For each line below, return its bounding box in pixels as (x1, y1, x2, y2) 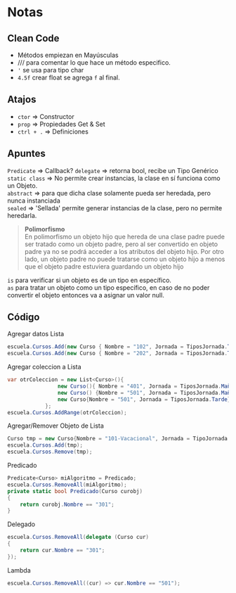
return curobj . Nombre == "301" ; (20, 501, 114, 508)
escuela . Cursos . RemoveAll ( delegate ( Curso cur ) (7, 534, 150, 541)
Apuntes (7, 148, 46, 160)
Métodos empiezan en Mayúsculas (17, 51, 119, 59)
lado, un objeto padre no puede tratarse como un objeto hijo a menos (24, 255, 225, 263)
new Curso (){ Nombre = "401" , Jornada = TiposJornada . (57, 383, 221, 390)
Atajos (7, 94, 37, 106)
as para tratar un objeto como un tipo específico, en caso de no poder (7, 283, 210, 292)
